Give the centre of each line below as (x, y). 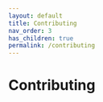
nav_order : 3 (30, 31)
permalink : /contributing (51, 46)
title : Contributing (43, 23)
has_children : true (41, 38)
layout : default (35, 16)
